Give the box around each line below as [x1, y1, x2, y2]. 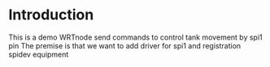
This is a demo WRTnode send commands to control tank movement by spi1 [8, 32, 263, 42]
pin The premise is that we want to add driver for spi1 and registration [8, 40, 242, 50]
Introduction [8, 6, 94, 24]
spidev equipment [8, 49, 69, 59]
